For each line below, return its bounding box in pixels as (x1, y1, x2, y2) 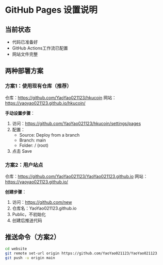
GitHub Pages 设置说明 (5, 4, 98, 16)
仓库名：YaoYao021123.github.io (12, 205, 77, 211)
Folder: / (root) (19, 142, 49, 148)
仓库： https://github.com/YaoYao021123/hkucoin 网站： (5, 94, 116, 100)
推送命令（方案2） (5, 233, 61, 241)
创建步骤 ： (5, 189, 27, 194)
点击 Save (12, 148, 33, 154)
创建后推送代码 (12, 217, 42, 223)
